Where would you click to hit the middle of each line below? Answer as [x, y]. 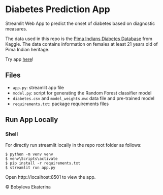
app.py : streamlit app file [38, 87]
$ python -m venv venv [29, 154]
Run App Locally [32, 120]
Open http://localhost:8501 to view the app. [51, 177]
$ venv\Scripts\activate [31, 159]
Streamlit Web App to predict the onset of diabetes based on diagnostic [80, 23]
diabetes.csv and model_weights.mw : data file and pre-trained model [84, 98]
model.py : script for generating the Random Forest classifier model [82, 93]
